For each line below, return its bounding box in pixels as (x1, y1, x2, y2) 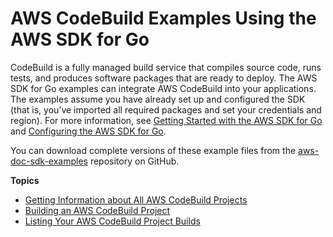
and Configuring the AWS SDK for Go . (10, 125, 167, 137)
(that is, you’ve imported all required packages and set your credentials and (10, 103, 322, 116)
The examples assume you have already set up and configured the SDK (10, 93, 306, 105)
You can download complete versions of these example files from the (10, 144, 297, 156)
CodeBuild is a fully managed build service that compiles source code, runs (10, 61, 322, 73)
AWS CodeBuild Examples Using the (10, 7, 317, 30)
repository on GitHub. (89, 155, 180, 167)
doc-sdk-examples (10, 155, 88, 167)
